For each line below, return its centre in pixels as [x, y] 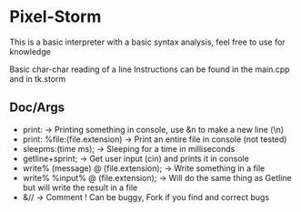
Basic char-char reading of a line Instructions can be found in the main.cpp [150, 69]
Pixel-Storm [55, 17]
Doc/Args [37, 108]
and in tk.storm [38, 78]
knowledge [30, 51]
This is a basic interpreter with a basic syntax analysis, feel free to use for [147, 42]
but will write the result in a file [80, 187]
